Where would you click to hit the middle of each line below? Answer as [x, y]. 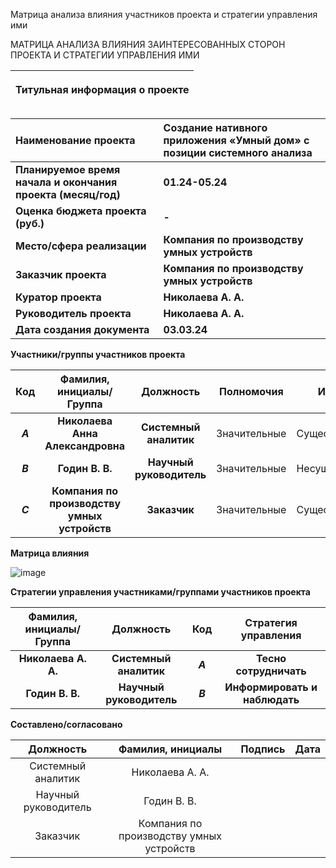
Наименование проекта [75, 140]
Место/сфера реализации [81, 246]
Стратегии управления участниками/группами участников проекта [160, 592]
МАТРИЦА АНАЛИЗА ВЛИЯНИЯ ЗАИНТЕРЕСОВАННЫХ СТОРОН [148, 44]
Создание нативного [215, 127]
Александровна [85, 446]
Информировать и [271, 687]
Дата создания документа [82, 329]
